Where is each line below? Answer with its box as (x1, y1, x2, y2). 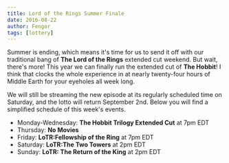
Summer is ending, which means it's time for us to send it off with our (7, 48, 204, 56)
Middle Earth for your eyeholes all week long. (7, 77, 135, 86)
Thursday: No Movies (17, 126, 79, 134)
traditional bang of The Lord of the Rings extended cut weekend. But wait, (7, 56, 218, 64)
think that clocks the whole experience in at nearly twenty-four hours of (7, 70, 211, 78)
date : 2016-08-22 (7, 17, 57, 23)
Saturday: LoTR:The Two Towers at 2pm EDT (17, 140, 146, 149)
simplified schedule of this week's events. (7, 105, 126, 113)
